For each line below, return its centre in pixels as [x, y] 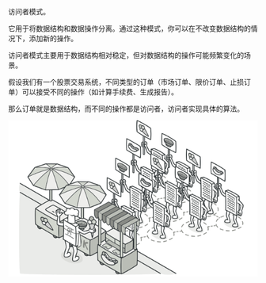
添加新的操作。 [53, 38]
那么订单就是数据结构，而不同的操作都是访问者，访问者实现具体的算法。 [126, 109]
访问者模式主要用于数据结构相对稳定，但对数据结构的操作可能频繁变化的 [126, 55]
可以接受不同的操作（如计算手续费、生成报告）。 [100, 92]
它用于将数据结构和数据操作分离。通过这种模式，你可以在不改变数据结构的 [129, 29]
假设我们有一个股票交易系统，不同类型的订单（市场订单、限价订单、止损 [126, 82]
